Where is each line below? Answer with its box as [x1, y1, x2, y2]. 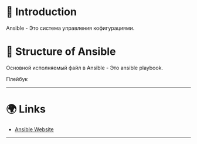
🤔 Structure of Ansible [6, 45, 116, 58]
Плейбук [6, 75, 28, 82]
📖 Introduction [6, 5, 77, 19]
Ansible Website [14, 125, 54, 133]
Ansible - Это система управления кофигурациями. [6, 24, 135, 31]
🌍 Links [6, 103, 46, 116]
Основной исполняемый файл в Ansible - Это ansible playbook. [6, 64, 163, 71]
